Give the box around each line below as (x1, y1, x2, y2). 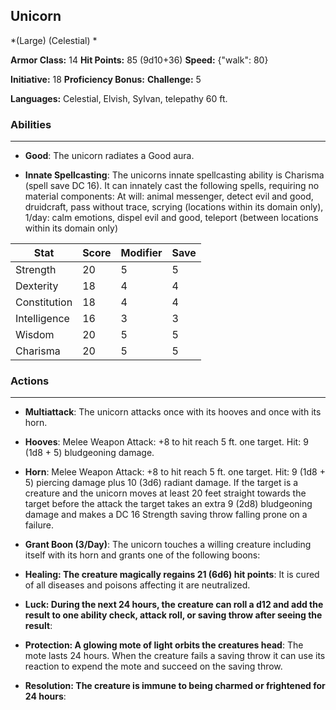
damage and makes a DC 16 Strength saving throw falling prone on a (24, 509, 308, 521)
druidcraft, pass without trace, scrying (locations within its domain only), (24, 201, 324, 213)
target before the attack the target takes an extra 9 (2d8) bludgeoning (24, 498, 313, 510)
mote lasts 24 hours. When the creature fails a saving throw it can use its (24, 650, 326, 662)
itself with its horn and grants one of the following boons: (24, 549, 261, 561)
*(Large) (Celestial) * (10, 34, 98, 46)
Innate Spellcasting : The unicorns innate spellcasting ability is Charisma (24, 169, 325, 181)
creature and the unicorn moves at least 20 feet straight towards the (24, 487, 307, 499)
